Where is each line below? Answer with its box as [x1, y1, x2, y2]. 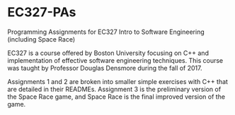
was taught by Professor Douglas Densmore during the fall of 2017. [7, 63, 203, 72]
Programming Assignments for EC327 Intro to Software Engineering [7, 28, 205, 36]
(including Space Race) [7, 35, 76, 43]
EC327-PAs [7, 4, 76, 20]
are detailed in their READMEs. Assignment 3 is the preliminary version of [7, 85, 222, 93]
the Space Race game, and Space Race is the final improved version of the [7, 92, 225, 101]
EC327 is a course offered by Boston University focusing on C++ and [7, 49, 209, 57]
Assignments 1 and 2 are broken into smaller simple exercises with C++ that [7, 77, 229, 85]
